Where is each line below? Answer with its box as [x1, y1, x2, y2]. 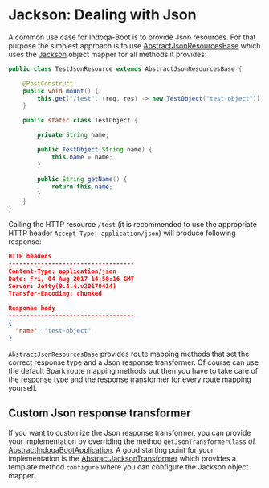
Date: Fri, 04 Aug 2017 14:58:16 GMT [8, 275, 135, 283]
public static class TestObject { [22, 117, 138, 125]
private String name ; [37, 131, 110, 139]
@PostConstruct [22, 79, 74, 88]
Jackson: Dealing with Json [8, 6, 197, 24]
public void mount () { [22, 87, 99, 95]
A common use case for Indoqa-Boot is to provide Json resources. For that [8, 32, 256, 42]
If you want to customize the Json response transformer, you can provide [8, 428, 251, 437]
